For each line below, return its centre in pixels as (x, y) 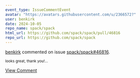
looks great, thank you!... (27, 61)
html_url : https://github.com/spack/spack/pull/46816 (63, 33)
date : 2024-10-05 (23, 24)
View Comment (21, 70)
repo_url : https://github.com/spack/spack (50, 38)
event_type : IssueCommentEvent (38, 10)
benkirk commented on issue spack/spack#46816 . (58, 52)
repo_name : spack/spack (30, 28)
